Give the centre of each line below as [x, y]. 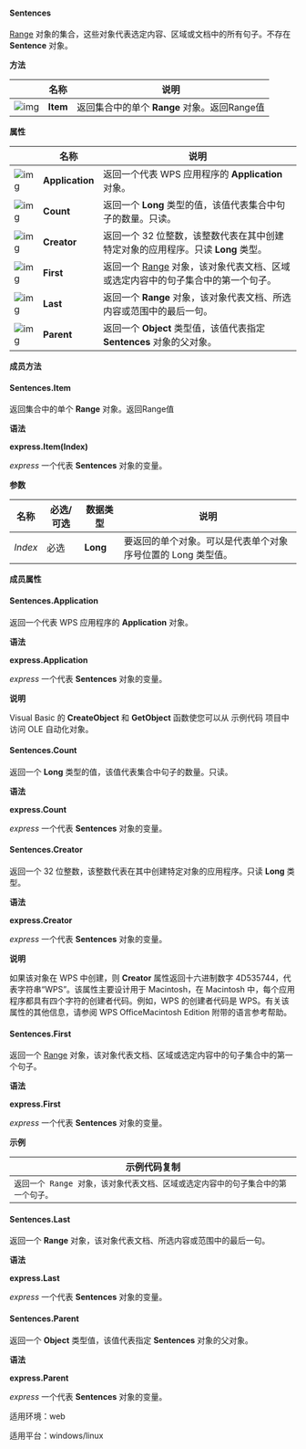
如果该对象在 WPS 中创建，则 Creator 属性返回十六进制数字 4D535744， [147, 978]
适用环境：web [37, 1416]
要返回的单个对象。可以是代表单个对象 [206, 541]
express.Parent [39, 1378]
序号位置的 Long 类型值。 [178, 555]
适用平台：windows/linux [56, 1435]
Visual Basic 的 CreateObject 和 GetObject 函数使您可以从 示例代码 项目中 [149, 718]
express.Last [35, 1278]
